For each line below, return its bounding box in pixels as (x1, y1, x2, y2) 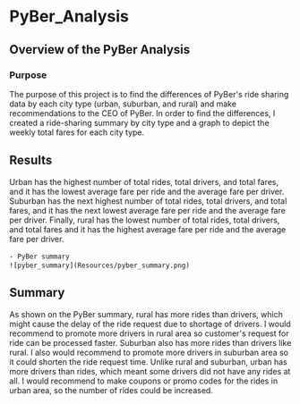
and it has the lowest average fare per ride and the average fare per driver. (9, 186, 285, 197)
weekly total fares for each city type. (9, 127, 145, 138)
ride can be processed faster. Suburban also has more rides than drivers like (9, 337, 292, 348)
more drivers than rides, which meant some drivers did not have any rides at (9, 366, 291, 376)
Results (9, 153, 53, 168)
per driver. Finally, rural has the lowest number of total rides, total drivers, (9, 215, 280, 225)
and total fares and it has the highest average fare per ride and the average (9, 223, 287, 234)
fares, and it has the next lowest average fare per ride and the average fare (9, 205, 287, 215)
